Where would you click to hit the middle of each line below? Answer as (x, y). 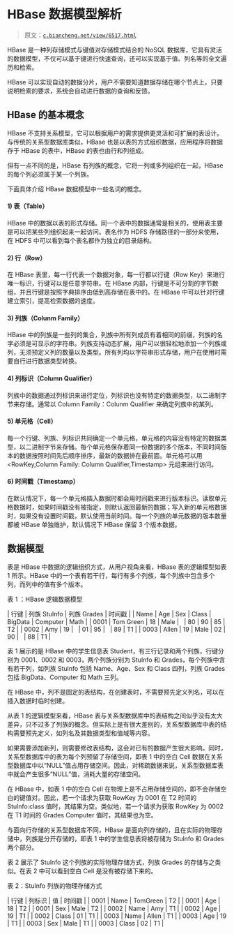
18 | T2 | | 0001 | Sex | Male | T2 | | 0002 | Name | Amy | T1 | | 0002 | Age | (114, 908)
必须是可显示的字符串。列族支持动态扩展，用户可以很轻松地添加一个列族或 (120, 343)
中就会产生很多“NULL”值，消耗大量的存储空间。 (76, 774)
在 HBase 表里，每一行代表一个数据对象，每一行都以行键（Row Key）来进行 (116, 275)
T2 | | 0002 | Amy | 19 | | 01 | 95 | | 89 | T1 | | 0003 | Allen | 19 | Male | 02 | (117, 629)
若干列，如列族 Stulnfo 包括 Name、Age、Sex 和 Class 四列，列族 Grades (119, 668)
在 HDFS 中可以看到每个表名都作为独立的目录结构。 (81, 240)
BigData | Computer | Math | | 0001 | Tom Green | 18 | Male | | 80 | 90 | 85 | (116, 621)
